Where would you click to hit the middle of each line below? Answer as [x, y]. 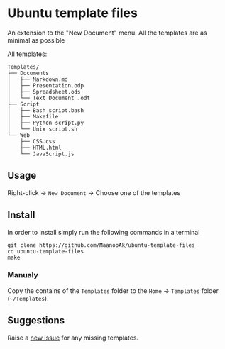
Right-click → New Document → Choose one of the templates [94, 192]
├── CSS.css [38, 141]
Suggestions [36, 321]
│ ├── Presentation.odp [45, 85]
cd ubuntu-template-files [45, 251]
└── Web [19, 135]
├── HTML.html [41, 148]
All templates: [27, 54]
